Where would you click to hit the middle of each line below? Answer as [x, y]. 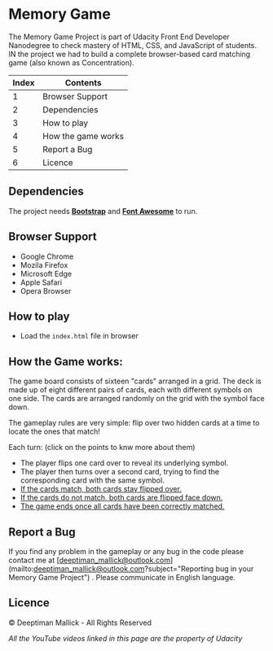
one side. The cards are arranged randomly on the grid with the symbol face [136, 399]
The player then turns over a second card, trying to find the [120, 472]
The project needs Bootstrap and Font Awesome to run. [103, 211]
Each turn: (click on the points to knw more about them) [102, 448]
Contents [83, 82]
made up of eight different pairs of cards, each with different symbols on [130, 390]
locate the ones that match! [54, 431]
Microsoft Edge [46, 273]
